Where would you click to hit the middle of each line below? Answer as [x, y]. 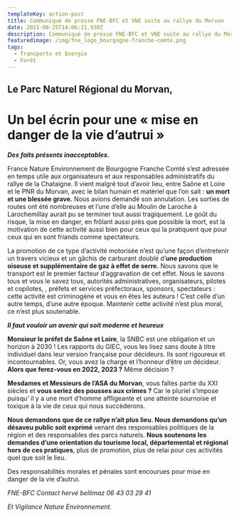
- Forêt [25, 61]
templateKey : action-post [46, 14]
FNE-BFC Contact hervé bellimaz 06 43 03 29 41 [79, 493]
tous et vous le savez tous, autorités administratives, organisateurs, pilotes [117, 281]
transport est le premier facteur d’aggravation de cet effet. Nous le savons [116, 274]
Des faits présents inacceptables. [59, 155]
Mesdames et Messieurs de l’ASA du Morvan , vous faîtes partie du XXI [113, 383]
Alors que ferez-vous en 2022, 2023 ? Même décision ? [91, 370]
